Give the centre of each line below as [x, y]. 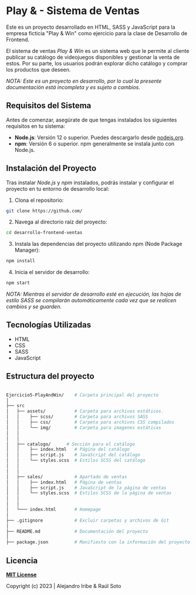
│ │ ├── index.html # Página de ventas [64, 482]
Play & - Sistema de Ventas [73, 11]
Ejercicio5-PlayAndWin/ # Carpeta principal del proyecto [82, 395]
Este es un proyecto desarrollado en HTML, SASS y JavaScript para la [91, 27]
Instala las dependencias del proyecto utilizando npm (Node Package [98, 244]
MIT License [21, 574]
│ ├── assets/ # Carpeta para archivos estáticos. [85, 411]
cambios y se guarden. [34, 307]
